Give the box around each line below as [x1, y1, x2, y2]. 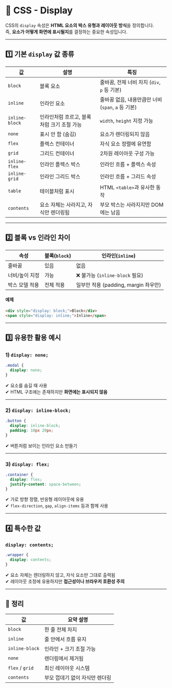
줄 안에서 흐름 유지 [44, 636, 87, 643]
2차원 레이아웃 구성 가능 [99, 150, 155, 157]
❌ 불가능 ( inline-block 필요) [76, 271, 143, 279]
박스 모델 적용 [8, 281, 39, 288]
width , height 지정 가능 [99, 117, 154, 124]
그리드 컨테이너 [39, 150, 75, 157]
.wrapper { [5, 553, 29, 558]
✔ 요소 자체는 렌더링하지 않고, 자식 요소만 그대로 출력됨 [5, 572, 116, 578]
